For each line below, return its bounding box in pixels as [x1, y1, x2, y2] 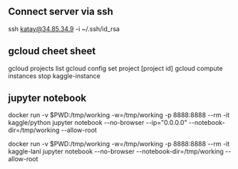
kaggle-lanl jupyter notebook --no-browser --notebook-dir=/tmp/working [8, 147, 224, 156]
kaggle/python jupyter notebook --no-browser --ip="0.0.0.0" [8, 119, 187, 127]
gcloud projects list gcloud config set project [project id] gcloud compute [8, 64, 223, 72]
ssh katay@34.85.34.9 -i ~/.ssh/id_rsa [8, 24, 120, 33]
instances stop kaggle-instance [8, 71, 100, 80]
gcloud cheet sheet [8, 45, 96, 58]
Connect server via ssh [8, 6, 113, 18]
